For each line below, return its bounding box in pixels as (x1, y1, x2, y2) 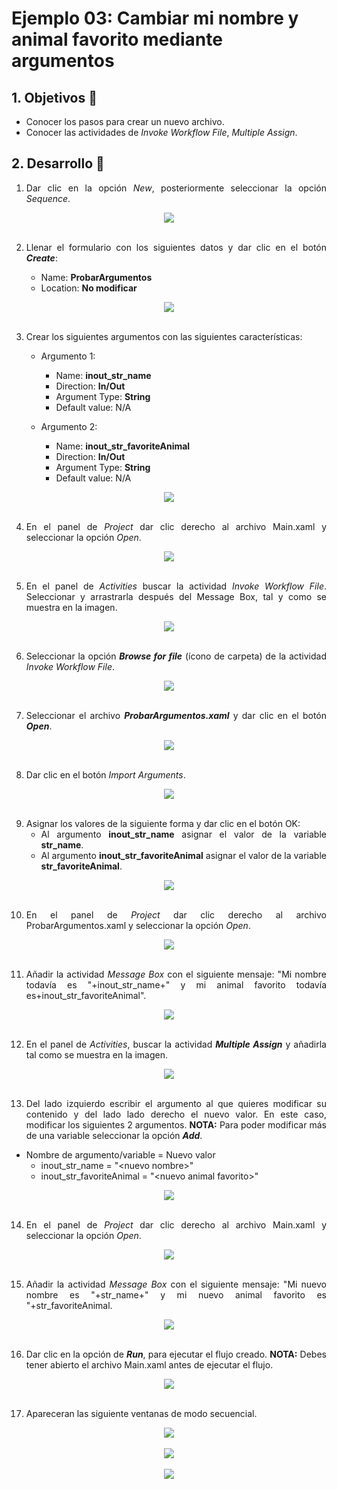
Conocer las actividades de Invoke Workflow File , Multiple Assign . (25, 127, 298, 138)
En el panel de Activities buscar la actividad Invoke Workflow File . (25, 580, 327, 592)
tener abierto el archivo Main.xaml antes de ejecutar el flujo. (25, 1358, 274, 1371)
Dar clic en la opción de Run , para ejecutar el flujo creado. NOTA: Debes (25, 1348, 327, 1360)
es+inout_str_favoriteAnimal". (25, 989, 147, 1001)
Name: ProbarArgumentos (40, 271, 153, 283)
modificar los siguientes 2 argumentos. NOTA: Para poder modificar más (25, 1118, 327, 1131)
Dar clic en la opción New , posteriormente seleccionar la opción (25, 182, 327, 194)
